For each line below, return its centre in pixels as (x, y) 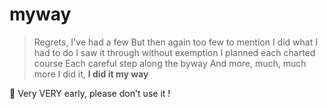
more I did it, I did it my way (91, 74)
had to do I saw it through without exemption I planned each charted (174, 52)
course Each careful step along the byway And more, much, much (170, 63)
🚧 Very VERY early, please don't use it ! (90, 93)
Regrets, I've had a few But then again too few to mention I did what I (175, 42)
